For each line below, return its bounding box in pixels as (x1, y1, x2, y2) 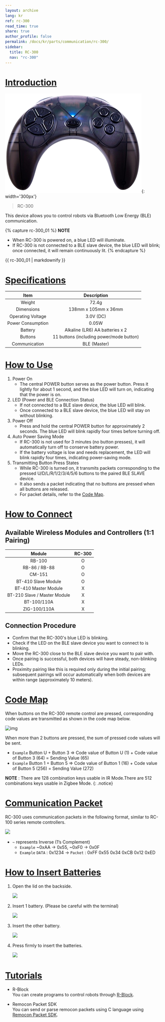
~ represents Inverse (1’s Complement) (12, 839, 90, 845)
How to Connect (5, 509, 73, 520)
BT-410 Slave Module (16, 578, 62, 584)
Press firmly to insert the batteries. (12, 942, 83, 948)
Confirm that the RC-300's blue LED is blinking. (12, 634, 109, 640)
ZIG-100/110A (23, 606, 55, 612)
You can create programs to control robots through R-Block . (12, 991, 134, 997)
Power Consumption (7, 320, 49, 326)
